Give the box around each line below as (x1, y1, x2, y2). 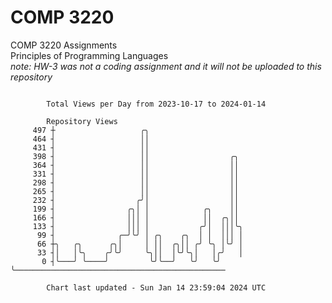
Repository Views (46, 116, 118, 126)
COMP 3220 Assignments (10, 39, 118, 51)
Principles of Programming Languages (10, 49, 169, 61)
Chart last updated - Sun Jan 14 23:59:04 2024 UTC (46, 282, 267, 293)
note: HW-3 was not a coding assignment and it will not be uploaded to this (10, 60, 322, 72)
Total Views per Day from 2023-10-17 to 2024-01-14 (46, 99, 267, 109)
